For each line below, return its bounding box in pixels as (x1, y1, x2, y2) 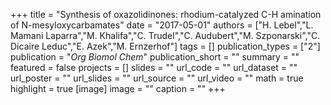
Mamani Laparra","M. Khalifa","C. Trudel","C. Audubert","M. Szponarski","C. (10, 30, 321, 41)
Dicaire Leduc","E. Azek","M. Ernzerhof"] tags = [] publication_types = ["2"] (10, 40, 321, 52)
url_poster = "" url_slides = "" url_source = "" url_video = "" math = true (10, 72, 304, 84)
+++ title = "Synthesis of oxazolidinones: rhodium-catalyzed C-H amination (10, 9, 322, 20)
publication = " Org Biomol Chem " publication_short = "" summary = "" (10, 51, 300, 63)
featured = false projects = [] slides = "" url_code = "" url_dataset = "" (10, 62, 298, 73)
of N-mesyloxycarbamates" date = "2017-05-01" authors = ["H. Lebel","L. (10, 19, 314, 31)
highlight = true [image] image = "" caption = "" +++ (10, 83, 226, 94)
